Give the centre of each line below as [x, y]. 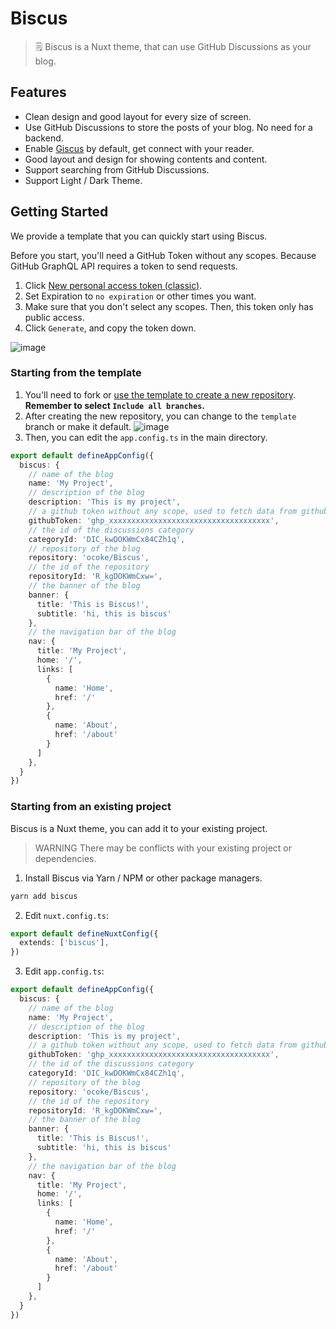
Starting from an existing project [91, 807]
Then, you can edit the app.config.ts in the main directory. [146, 437]
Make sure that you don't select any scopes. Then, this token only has [169, 306]
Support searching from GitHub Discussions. [117, 169]
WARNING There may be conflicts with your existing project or [163, 848]
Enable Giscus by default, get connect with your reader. [139, 148]
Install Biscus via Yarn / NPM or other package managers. [143, 878]
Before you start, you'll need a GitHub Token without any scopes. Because [163, 255]
